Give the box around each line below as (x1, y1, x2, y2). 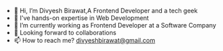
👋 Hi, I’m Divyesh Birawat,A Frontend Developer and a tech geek (13, 7, 198, 14)
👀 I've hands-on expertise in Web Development (13, 14, 149, 22)
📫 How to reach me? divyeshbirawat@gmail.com (13, 37, 156, 44)
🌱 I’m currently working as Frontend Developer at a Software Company (13, 21, 217, 29)
